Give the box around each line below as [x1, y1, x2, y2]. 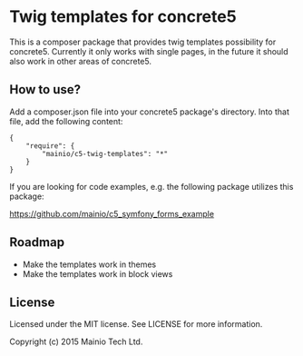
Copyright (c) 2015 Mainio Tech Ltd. [9, 336, 143, 347]
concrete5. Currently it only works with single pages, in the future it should [9, 45, 288, 56]
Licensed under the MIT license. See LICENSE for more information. [9, 319, 263, 330]
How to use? [9, 82, 82, 97]
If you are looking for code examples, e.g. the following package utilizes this [9, 181, 294, 192]
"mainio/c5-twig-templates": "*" [42, 149, 169, 158]
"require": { [25, 141, 75, 151]
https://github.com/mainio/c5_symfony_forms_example [9, 208, 215, 219]
